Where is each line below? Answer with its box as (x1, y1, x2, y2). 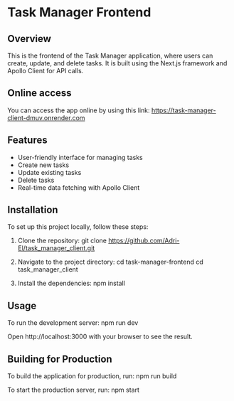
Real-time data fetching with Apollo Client (17, 183, 140, 192)
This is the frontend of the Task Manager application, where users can (7, 51, 213, 60)
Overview (7, 33, 52, 45)
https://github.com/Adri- (107, 236, 180, 245)
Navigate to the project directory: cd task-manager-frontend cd (17, 257, 204, 267)
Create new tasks (17, 161, 70, 169)
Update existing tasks (17, 168, 82, 176)
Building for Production (7, 353, 112, 365)
